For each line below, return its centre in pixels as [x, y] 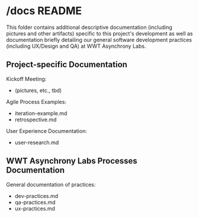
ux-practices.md [35, 209]
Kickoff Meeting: [26, 79]
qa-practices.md [35, 202]
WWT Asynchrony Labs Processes [72, 161]
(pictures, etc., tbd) [38, 90]
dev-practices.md [36, 196]
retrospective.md [36, 119]
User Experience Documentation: [46, 131]
